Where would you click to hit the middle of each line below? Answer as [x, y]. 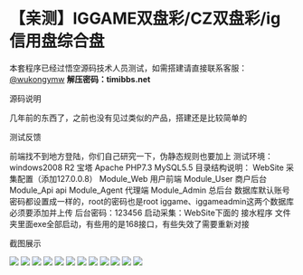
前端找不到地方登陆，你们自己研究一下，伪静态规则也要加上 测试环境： [141, 156]
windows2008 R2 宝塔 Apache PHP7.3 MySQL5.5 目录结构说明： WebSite [147, 167]
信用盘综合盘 [57, 41]
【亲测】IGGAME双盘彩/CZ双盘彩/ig [145, 19]
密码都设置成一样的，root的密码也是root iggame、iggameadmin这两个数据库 [151, 201]
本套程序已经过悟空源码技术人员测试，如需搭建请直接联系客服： [128, 68]
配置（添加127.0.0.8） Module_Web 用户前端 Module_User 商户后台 [142, 178]
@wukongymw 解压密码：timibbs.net [80, 79]
